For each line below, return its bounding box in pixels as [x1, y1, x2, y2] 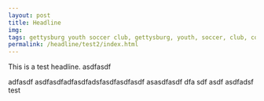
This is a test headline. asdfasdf [8, 62, 112, 71]
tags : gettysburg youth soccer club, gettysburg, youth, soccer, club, [8, 33, 247, 41]
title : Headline [8, 19, 61, 27]
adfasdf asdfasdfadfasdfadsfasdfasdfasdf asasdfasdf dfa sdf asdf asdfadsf [8, 78, 254, 87]
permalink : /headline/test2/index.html [8, 41, 139, 49]
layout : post [8, 11, 51, 20]
